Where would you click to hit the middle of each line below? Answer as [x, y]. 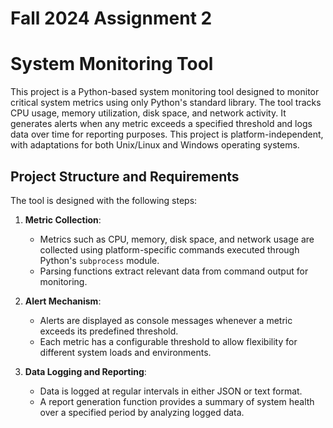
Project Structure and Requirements [125, 176]
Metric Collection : [63, 219]
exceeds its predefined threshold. [109, 331]
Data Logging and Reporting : [85, 371]
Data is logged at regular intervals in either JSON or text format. [171, 391]
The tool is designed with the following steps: [104, 200]
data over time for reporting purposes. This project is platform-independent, [167, 134]
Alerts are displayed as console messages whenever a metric [166, 320]
